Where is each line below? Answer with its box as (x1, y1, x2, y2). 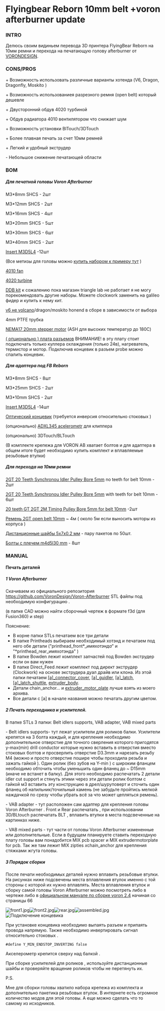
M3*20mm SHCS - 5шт (5, 220, 54, 226)
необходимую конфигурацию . (5, 599, 70, 605)
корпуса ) (5, 521, 26, 527)
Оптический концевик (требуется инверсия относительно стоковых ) (5, 413, 152, 419)
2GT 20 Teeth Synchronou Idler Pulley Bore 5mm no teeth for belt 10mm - (5, 476, 155, 482)
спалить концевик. (5, 351, 45, 357)
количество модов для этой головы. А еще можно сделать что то (5, 995, 143, 1001)
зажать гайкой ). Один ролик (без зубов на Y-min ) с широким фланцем (5, 760, 156, 766)
